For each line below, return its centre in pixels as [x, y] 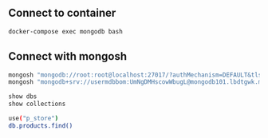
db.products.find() [41, 126]
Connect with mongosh [68, 56]
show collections [37, 104]
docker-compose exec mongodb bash [66, 31]
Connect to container [62, 13]
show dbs [23, 97]
